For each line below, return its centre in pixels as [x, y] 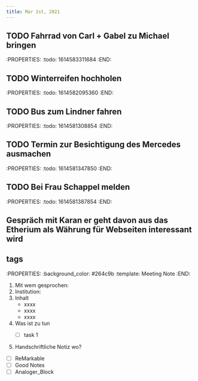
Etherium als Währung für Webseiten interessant [99, 230]
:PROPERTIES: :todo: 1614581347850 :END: [59, 168]
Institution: [28, 291]
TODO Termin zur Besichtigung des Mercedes [94, 145]
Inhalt [22, 298]
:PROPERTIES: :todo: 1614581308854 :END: [60, 126]
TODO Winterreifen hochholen [64, 78]
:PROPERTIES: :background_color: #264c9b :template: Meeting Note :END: [98, 274]
